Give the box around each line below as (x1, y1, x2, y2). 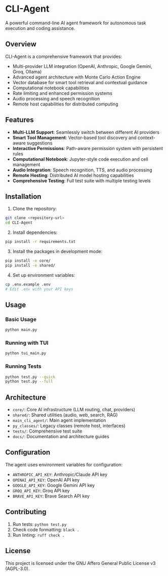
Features (5, 116, 34, 124)
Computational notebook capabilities (12, 85, 90, 91)
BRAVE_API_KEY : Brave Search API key (12, 493, 90, 499)
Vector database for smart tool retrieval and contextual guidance (12, 79, 148, 85)
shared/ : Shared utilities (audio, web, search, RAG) (12, 412, 118, 418)
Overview (5, 40, 37, 49)
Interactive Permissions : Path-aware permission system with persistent (12, 145, 163, 151)
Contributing (5, 508, 47, 516)
